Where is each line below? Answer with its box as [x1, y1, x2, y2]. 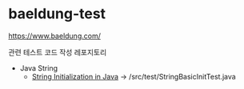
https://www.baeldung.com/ [8, 31, 102, 41]
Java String [19, 63, 58, 72]
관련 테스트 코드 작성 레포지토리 [8, 47, 107, 56]
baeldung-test [8, 5, 106, 23]
